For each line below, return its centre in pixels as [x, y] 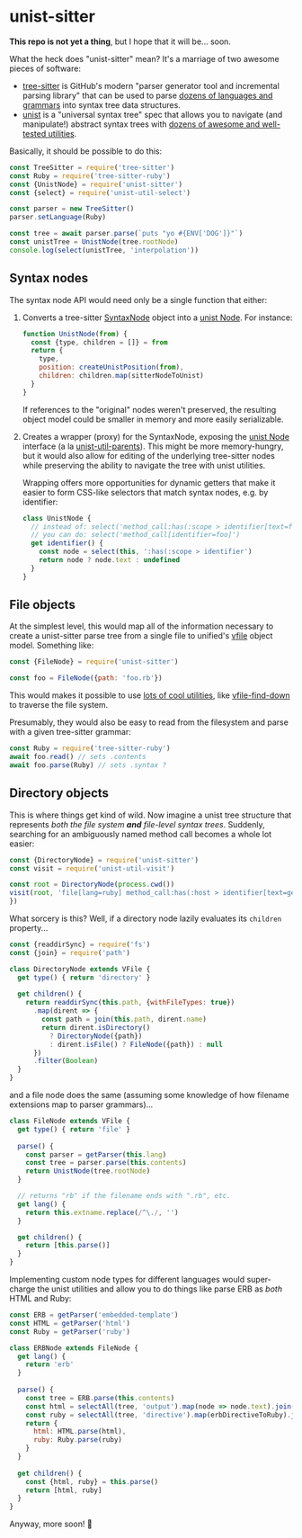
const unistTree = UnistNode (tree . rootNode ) [94, 242]
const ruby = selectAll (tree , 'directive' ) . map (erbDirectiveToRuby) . [159, 1415]
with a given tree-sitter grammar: [71, 732]
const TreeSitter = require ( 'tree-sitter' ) [92, 167]
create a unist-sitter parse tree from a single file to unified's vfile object [141, 636]
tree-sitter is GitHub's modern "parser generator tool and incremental [151, 85]
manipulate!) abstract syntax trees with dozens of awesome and [141, 124]
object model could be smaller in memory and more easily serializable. [153, 419]
